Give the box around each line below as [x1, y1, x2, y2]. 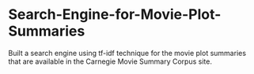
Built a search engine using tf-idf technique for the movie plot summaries [8, 48, 247, 57]
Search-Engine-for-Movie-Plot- [8, 6, 222, 24]
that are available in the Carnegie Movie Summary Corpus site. [8, 57, 212, 66]
